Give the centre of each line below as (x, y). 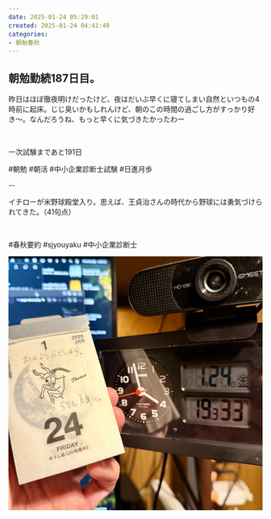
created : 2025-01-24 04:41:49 (59, 25)
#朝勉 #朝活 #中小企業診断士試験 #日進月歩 (81, 169)
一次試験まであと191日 (45, 152)
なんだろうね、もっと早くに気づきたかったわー (107, 119)
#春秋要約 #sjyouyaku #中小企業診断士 (73, 245)
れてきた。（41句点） (42, 212)
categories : (28, 34)
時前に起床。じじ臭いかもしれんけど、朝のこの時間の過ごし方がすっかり (128, 110)
